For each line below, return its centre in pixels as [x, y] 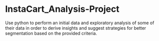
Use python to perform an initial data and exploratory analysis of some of [80, 23]
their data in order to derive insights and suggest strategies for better [76, 28]
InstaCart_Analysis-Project [62, 9]
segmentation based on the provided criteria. [51, 33]
